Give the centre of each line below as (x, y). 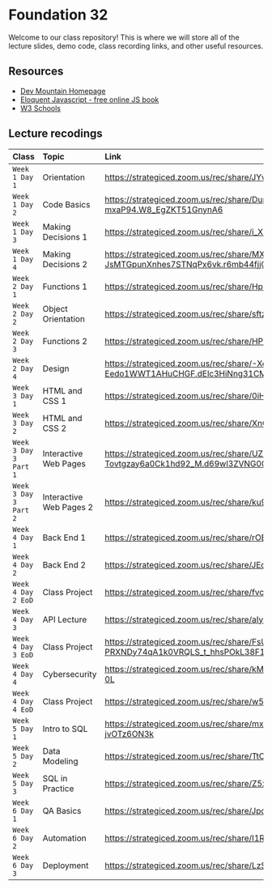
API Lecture (65, 619)
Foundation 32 (58, 15)
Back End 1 (64, 538)
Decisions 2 (65, 264)
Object (55, 308)
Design (56, 368)
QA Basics (62, 810)
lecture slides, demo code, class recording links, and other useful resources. (136, 45)
